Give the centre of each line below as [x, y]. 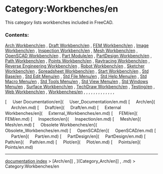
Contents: [17, 35]
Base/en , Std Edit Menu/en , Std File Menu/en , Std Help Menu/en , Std [76, 77]
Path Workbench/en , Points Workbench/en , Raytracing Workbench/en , [77, 61]
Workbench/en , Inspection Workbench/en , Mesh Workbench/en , [72, 51]
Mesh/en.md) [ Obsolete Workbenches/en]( [51, 125]
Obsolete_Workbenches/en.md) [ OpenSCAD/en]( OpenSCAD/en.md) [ [81, 131]
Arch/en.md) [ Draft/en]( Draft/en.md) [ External [66, 108]
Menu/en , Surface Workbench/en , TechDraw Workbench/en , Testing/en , [80, 87]
